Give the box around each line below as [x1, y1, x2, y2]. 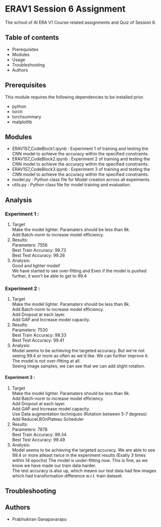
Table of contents [5, 33, 59, 42]
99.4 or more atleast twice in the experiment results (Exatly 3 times [12, 452, 146, 458]
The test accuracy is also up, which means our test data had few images [12, 467, 157, 474]
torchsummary [12, 114, 42, 119]
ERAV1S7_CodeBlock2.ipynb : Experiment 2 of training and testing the [12, 156, 150, 162]
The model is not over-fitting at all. [12, 358, 81, 364]
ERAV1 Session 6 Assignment [5, 3, 126, 15]
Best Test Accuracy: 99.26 [12, 252, 65, 258]
